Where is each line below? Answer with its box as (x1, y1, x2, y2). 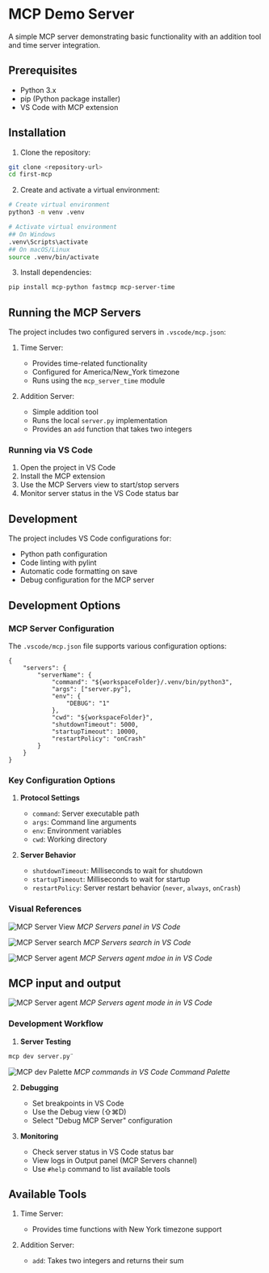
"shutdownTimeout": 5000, (51, 720, 139, 728)
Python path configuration (19, 550, 107, 559)
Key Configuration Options (8, 774, 116, 786)
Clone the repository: (19, 147, 91, 157)
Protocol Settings (19, 793, 81, 803)
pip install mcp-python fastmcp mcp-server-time (8, 283, 175, 291)
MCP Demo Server (8, 5, 135, 23)
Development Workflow (8, 1018, 103, 1029)
